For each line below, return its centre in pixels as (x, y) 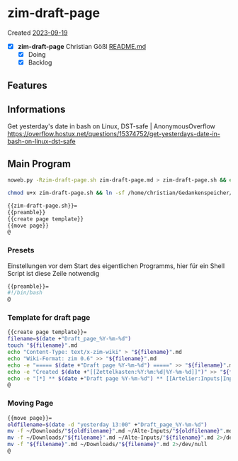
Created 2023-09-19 (38, 33)
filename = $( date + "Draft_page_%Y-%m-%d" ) (69, 339)
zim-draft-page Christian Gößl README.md (82, 46)
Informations (36, 109)
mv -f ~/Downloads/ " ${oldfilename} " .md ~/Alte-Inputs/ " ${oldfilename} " (115, 431)
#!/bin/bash (25, 293)
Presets (21, 250)
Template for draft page (49, 318)
